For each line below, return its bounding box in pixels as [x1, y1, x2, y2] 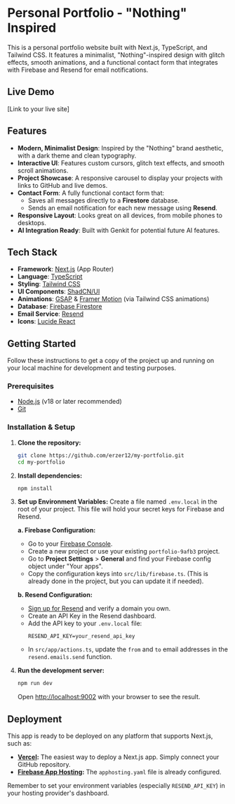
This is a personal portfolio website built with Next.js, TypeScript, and [7, 43, 208, 51]
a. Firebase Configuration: [17, 526, 96, 535]
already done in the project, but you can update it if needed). [27, 577, 204, 585]
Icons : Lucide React [17, 317, 76, 326]
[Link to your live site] [7, 104, 70, 113]
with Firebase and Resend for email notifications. [7, 65, 149, 74]
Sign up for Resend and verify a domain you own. [27, 604, 171, 613]
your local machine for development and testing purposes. [7, 364, 177, 372]
